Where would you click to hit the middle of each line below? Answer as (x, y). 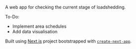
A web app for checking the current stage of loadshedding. (66, 7)
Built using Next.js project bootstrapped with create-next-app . (68, 41)
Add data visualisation (35, 31)
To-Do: (12, 17)
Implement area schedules (39, 26)
